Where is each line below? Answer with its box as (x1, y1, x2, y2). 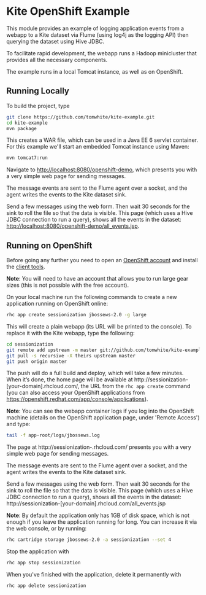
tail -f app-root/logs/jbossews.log (6, 432, 100, 438)
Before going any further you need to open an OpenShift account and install (6, 257, 198, 264)
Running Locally (6, 86, 69, 96)
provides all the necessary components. (6, 56, 108, 63)
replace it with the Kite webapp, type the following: (6, 329, 135, 336)
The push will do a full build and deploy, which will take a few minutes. (6, 370, 184, 377)
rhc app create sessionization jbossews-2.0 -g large (6, 312, 147, 318)
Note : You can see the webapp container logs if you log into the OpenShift (6, 407, 194, 415)
